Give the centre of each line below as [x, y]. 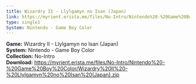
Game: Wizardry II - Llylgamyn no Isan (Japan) [62, 44]
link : [13, 17]
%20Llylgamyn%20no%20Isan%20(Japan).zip [63, 75]
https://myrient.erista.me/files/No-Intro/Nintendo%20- [99, 63]
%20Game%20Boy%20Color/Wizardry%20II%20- [67, 69]
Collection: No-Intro [31, 56]
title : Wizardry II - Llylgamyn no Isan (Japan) [66, 11]
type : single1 [23, 22]
